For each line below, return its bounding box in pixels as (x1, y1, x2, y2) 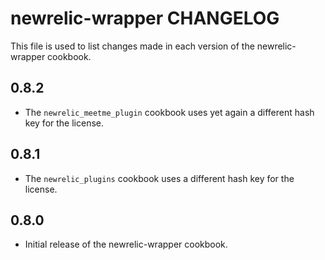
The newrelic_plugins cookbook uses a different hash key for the (24, 172, 295, 184)
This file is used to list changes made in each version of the (10, 40, 255, 52)
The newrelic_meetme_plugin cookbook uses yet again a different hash (24, 106, 315, 118)
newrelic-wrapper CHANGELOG (10, 7, 280, 30)
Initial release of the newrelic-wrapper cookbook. (24, 238, 228, 251)
